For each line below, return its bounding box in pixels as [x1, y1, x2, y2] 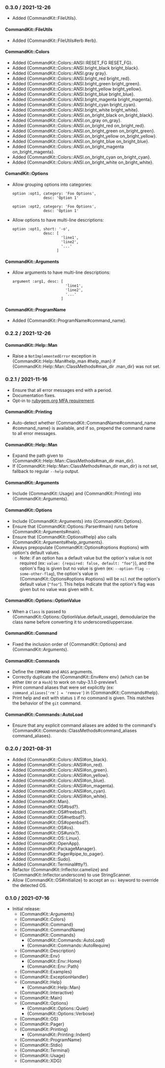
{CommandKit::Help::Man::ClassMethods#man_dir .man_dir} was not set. [12, 364, 161, 369]
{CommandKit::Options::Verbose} [27, 1010, 95, 1016]
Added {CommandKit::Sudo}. [12, 856, 71, 862]
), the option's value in [52, 570, 99, 576]
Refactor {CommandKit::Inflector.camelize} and [12, 866, 108, 872]
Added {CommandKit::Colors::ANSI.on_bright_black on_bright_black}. [12, 112, 154, 118]
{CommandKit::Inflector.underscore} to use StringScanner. [12, 872, 132, 878]
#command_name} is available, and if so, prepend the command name [12, 425, 156, 431]
